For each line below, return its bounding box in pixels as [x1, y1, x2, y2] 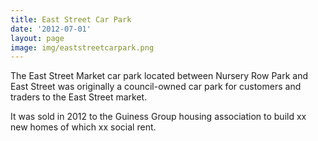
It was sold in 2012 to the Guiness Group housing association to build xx [10, 111, 307, 123]
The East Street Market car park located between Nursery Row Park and [10, 70, 309, 82]
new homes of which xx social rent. [10, 121, 157, 133]
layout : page [10, 33, 65, 43]
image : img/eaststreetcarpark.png [10, 42, 155, 53]
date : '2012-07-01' [10, 24, 92, 34]
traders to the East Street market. [10, 91, 148, 103]
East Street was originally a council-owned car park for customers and [10, 81, 302, 93]
